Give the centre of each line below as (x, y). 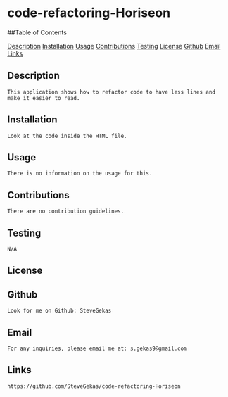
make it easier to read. (44, 98)
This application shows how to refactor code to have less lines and (112, 92)
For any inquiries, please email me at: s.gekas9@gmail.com (97, 349)
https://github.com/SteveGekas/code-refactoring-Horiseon (94, 386)
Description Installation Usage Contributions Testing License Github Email (114, 46)
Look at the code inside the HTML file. (68, 136)
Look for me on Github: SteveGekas (59, 311)
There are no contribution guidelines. (66, 212)
